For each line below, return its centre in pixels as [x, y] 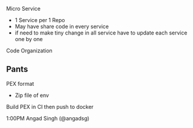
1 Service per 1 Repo [40, 20]
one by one [29, 39]
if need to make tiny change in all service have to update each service [101, 33]
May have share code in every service [62, 26]
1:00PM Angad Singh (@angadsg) [48, 118]
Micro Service [23, 9]
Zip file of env [32, 95]
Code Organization [29, 51]
